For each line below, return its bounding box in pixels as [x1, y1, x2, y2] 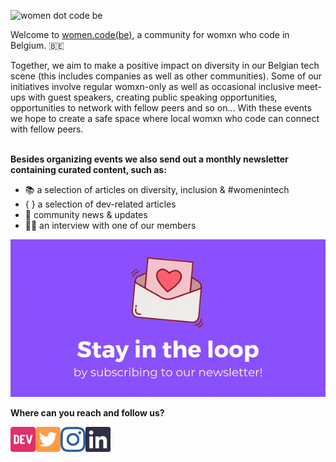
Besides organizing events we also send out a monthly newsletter [10, 153, 289, 165]
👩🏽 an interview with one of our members [24, 220, 197, 231]
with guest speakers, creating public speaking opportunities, [28, 91, 278, 103]
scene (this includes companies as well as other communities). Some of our [10, 70, 323, 82]
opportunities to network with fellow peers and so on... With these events [10, 102, 312, 114]
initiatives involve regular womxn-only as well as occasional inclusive [10, 81, 295, 92]
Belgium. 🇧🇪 [10, 40, 65, 51]
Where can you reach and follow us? [10, 407, 165, 419]
